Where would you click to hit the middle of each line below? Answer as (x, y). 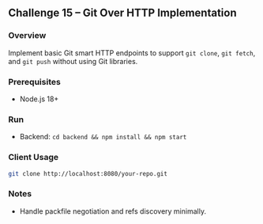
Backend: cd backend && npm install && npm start (103, 137)
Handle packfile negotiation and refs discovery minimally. (113, 211)
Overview (27, 36)
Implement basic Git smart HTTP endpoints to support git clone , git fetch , (132, 53)
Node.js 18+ (39, 99)
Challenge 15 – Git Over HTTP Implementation (122, 13)
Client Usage (34, 158)
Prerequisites (34, 82)
